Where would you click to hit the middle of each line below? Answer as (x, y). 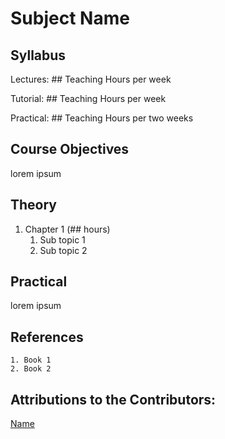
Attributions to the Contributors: (113, 399)
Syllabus (38, 55)
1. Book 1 (31, 360)
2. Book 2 (31, 369)
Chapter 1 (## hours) (67, 229)
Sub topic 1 (62, 239)
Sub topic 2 (63, 250)
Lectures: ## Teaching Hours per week (91, 79)
